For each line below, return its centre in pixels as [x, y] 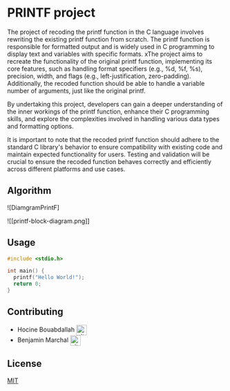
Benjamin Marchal [43, 340]
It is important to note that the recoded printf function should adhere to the [113, 139]
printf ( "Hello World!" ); [49, 278]
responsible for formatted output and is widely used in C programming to [111, 46]
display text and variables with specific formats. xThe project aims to [105, 54]
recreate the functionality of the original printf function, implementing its [110, 61]
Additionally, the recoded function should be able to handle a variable [106, 83]
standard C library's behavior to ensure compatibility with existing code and [115, 147]
